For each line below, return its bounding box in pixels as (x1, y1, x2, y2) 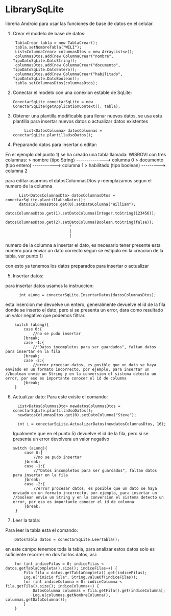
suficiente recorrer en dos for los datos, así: (5, 551, 97, 557)
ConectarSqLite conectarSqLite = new (12, 99, 93, 104)
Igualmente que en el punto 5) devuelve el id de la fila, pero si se (12, 430, 149, 436)
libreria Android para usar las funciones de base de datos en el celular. (5, 20, 154, 27)
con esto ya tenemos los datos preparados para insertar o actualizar (5, 263, 149, 269)
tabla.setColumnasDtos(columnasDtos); (15, 80, 98, 85)
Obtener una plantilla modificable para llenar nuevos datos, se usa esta (12, 112, 162, 119)
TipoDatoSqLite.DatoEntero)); (12, 67, 78, 72)
